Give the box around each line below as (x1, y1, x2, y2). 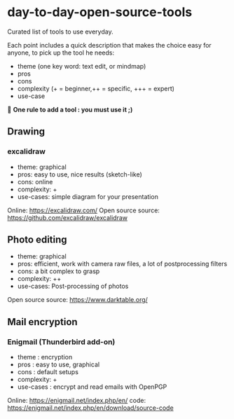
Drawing (7, 125, 46, 137)
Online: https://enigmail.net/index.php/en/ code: (7, 397, 146, 405)
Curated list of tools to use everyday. (7, 27, 113, 36)
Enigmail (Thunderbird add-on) (7, 337, 116, 347)
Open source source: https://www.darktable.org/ (7, 296, 149, 304)
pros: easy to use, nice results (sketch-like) (17, 170, 142, 179)
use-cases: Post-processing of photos (17, 282, 129, 291)
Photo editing (7, 234, 68, 246)
